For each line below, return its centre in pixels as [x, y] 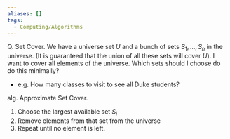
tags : [15, 20]
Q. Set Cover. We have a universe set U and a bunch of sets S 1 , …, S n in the [115, 48]
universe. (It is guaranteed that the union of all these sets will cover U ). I [111, 56]
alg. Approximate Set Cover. [48, 98]
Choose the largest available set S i [67, 112]
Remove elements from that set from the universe [89, 121]
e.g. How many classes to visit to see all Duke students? [99, 84]
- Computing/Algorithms [48, 27]
